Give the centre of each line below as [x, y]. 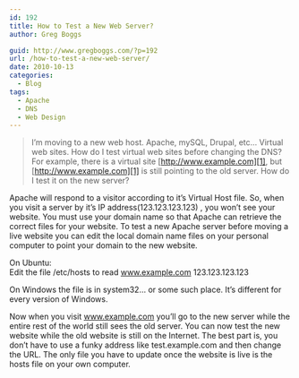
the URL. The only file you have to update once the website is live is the [141, 355]
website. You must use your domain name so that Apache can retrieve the [145, 217]
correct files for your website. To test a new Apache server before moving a [149, 227]
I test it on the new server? [80, 181]
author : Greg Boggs [46, 34]
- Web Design [42, 117]
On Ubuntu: [30, 263]
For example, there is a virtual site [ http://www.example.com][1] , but [157, 161]
